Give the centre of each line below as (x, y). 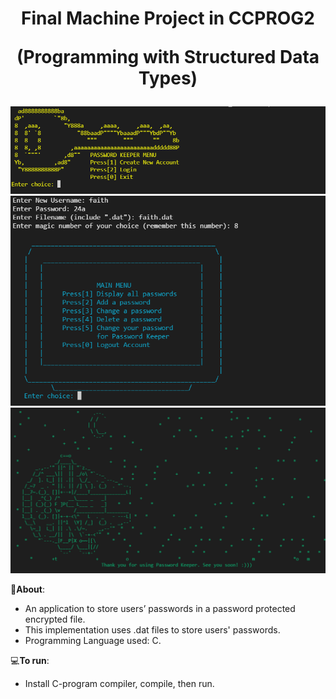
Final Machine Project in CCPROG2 (168, 18)
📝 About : (27, 589)
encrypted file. (55, 619)
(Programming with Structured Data (168, 57)
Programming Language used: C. (93, 641)
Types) (168, 78)
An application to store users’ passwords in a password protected (160, 609)
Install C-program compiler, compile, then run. (119, 684)
